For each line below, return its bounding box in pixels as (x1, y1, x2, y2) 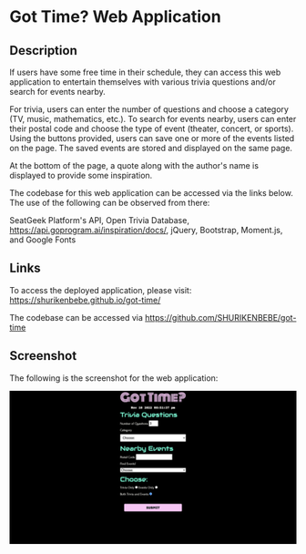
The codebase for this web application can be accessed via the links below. (9, 188, 293, 198)
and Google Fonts (9, 234, 76, 245)
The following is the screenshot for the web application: (9, 372, 219, 384)
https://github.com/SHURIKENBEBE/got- (145, 312, 297, 323)
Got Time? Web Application (9, 6, 221, 27)
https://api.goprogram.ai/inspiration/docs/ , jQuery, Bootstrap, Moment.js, (9, 225, 283, 235)
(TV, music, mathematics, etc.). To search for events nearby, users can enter (9, 114, 297, 124)
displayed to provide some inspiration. (9, 170, 153, 180)
